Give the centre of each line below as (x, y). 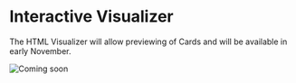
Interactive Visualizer (91, 17)
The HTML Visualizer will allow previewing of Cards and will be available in (148, 41)
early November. (40, 51)
